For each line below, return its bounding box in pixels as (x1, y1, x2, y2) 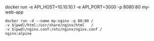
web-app (5, 9, 24, 15)
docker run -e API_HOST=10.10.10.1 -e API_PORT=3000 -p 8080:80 (5, 4, 141, 10)
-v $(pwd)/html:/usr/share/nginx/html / (5, 23, 93, 27)
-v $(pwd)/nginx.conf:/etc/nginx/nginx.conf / (5, 27, 102, 32)
